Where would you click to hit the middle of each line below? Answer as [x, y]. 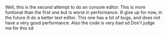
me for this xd [19, 28]
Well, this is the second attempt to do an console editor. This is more [76, 7]
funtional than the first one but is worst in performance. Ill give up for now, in [84, 12]
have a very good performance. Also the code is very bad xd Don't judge [80, 23]
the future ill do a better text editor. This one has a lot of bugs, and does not [83, 17]
